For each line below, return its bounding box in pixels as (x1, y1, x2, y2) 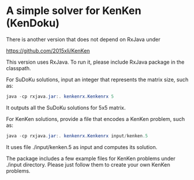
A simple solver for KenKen (6, 4, 142, 18)
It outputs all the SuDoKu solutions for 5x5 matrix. (6, 104, 126, 111)
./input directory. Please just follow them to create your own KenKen (6, 161, 171, 168)
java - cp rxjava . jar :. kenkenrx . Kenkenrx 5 (6, 94, 114, 99)
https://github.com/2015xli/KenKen (6, 47, 90, 54)
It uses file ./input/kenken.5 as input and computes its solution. (6, 143, 158, 150)
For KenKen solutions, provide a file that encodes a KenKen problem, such (6, 115, 185, 122)
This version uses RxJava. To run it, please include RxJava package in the (6, 58, 185, 65)
